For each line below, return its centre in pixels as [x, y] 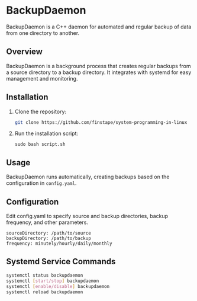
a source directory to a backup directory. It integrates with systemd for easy [99, 72]
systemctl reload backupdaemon [45, 292]
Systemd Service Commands [61, 262]
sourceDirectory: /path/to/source [49, 233]
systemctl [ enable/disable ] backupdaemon [58, 286]
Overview [25, 52]
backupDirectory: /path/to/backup [49, 238]
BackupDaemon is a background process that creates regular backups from [98, 66]
